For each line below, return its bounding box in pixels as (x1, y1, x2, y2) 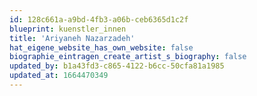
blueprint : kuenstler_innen (9, 24, 127, 34)
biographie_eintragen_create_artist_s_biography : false (9, 52, 247, 62)
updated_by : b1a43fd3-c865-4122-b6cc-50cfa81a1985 (9, 61, 225, 71)
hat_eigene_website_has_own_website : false (9, 42, 194, 53)
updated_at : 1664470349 (9, 71, 109, 81)
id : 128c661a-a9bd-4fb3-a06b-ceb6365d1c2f (9, 14, 189, 25)
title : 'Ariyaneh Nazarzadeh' (9, 33, 136, 43)
